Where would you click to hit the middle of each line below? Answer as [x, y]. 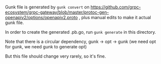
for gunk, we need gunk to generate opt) [46, 47]
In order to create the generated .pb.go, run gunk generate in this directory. [81, 32]
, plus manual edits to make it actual [115, 17]
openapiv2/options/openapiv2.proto [42, 17]
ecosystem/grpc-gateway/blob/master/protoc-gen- [57, 12]
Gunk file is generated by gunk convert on [47, 7]
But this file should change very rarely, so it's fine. [56, 56]
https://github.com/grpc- [115, 7]
